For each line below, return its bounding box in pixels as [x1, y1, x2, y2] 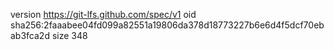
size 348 [51, 30, 88, 41]
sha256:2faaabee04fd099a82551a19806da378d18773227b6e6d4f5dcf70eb [10, 19, 325, 31]
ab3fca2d [10, 30, 50, 41]
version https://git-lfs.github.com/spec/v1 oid [10, 9, 197, 20]
